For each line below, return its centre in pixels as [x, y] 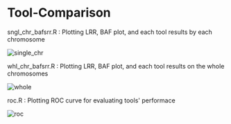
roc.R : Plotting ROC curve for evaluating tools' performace [91, 100]
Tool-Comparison [59, 13]
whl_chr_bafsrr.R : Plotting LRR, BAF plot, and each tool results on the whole [116, 66]
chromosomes [28, 73]
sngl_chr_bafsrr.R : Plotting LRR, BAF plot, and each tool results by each [110, 32]
